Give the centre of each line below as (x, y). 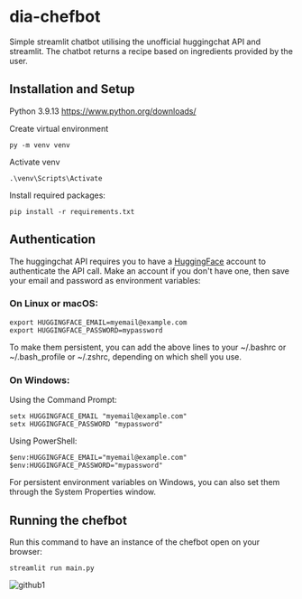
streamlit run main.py (52, 568)
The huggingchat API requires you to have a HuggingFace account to (137, 261)
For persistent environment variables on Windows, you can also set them (145, 482)
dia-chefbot (55, 17)
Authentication (53, 240)
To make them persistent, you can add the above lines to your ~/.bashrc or (148, 347)
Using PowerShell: (43, 441)
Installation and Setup (72, 89)
